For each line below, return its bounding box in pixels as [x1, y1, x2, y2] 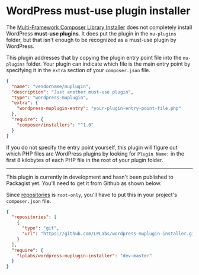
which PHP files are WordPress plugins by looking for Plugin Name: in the [6, 150, 185, 157]
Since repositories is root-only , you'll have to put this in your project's [6, 191, 178, 198]
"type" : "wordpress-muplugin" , [11, 95, 89, 101]
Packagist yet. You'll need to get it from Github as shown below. [6, 179, 162, 187]
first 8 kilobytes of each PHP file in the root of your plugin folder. [6, 156, 163, 163]
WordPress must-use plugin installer [6, 4, 191, 18]
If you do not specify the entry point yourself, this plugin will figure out [6, 144, 178, 151]
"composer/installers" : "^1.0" [17, 122, 94, 128]
